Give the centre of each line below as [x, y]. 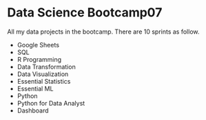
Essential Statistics [44, 81]
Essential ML [35, 88]
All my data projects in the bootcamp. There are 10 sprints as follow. [103, 32]
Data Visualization [43, 74]
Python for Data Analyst [51, 103]
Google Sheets [38, 45]
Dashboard [33, 110]
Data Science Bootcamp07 [85, 13]
